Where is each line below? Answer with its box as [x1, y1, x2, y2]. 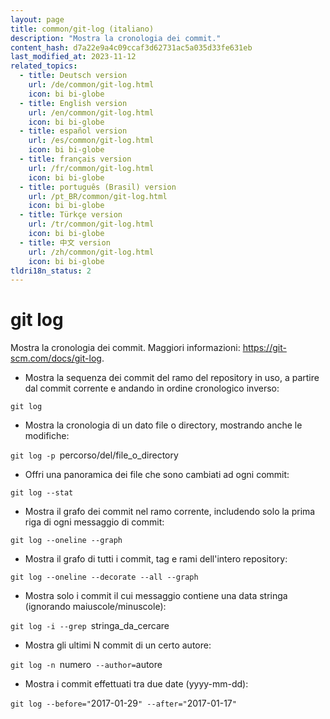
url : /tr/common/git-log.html [28, 219, 155, 230]
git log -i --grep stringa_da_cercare [10, 620, 170, 632]
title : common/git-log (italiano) [10, 24, 155, 34]
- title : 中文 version [19, 237, 111, 248]
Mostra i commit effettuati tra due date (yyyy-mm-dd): [24, 678, 249, 690]
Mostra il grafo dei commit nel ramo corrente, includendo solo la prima [24, 506, 316, 518]
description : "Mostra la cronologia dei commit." [10, 33, 222, 43]
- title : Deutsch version [19, 71, 128, 81]
